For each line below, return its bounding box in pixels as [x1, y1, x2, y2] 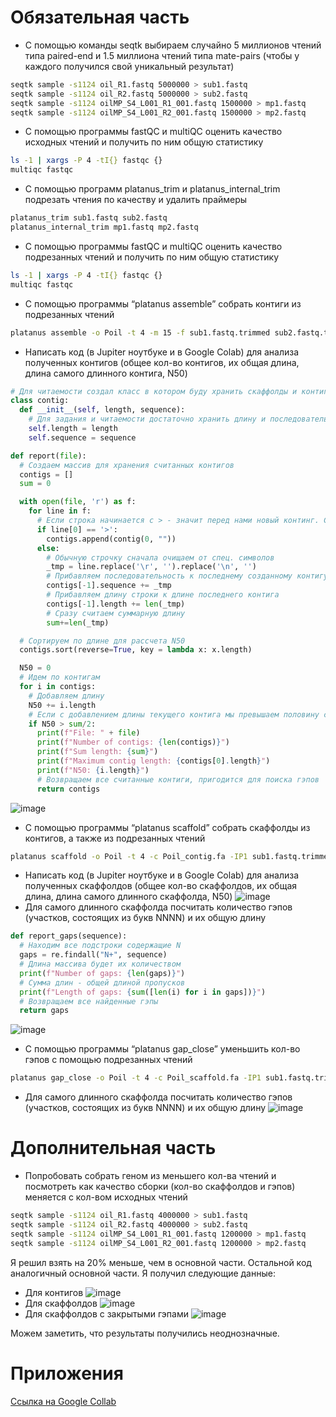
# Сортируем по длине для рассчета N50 [19, 636, 186, 646]
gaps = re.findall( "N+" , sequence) [19, 950, 168, 960]
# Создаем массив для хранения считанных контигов [19, 460, 235, 470]
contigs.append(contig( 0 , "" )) [46, 534, 177, 544]
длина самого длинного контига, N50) [24, 367, 188, 379]
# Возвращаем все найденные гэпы [19, 996, 159, 1006]
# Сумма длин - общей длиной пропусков [19, 977, 186, 988]
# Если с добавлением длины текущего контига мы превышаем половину [28, 709, 320, 720]
